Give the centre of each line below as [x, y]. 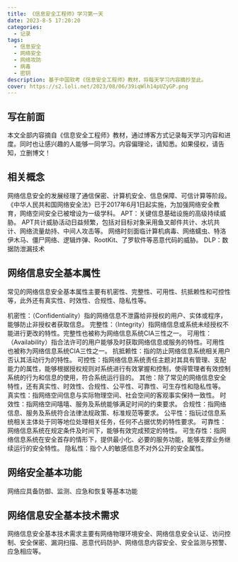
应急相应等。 [26, 551]
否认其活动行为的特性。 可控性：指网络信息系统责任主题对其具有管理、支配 [117, 360]
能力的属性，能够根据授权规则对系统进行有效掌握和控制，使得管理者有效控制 [119, 368]
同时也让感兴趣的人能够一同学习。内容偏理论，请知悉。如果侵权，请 [119, 144]
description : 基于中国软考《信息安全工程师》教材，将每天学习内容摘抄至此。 [107, 80]
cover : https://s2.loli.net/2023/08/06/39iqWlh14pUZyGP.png [98, 86]
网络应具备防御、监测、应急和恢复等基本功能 [73, 491]
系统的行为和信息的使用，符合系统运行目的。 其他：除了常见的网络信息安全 [117, 377]
